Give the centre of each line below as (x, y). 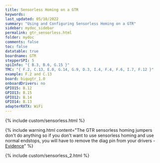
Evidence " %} (19, 146)
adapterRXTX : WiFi (24, 107)
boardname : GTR (21, 56)
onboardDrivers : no (25, 83)
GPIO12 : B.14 (19, 97)
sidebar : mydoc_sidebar (30, 28)
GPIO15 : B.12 (19, 88)
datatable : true (22, 51)
